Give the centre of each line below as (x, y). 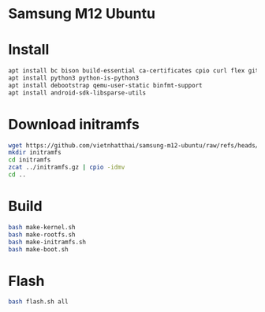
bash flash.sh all (38, 302)
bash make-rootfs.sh (42, 234)
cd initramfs (30, 160)
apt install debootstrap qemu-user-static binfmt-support (105, 85)
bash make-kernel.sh (42, 227)
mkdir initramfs (35, 153)
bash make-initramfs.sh (47, 242)
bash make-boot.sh (38, 249)
